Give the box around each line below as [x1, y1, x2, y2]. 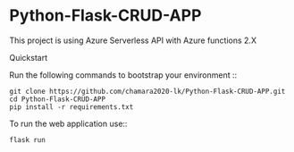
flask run [9, 135, 46, 144]
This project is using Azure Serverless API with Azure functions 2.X [9, 35, 257, 46]
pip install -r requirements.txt [9, 102, 134, 112]
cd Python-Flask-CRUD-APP [9, 95, 105, 104]
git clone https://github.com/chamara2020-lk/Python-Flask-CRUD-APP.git [9, 87, 286, 96]
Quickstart [9, 52, 48, 63]
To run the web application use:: [9, 118, 128, 129]
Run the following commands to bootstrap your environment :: [9, 69, 238, 80]
